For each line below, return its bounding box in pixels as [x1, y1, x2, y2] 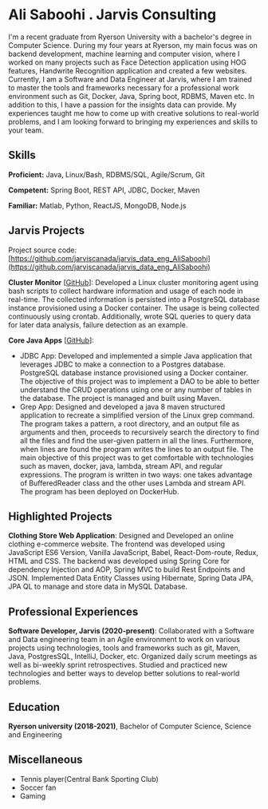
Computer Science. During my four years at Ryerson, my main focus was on [8, 40, 258, 50]
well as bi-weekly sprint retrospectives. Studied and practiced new [8, 660, 228, 670]
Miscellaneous [8, 753, 83, 767]
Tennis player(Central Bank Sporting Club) [19, 774, 160, 783]
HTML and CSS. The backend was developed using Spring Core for [8, 557, 231, 566]
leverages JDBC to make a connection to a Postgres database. [19, 359, 226, 369]
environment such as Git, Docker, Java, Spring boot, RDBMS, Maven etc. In [8, 91, 255, 101]
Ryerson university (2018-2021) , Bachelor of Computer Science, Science [8, 721, 251, 731]
